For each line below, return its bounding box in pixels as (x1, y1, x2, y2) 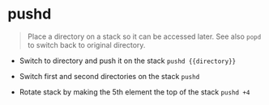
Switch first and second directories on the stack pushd (19, 71, 200, 81)
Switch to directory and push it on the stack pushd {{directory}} (19, 56, 237, 65)
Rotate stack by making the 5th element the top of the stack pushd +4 (19, 86, 250, 97)
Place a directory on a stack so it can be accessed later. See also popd (27, 31, 262, 41)
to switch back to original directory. (27, 40, 146, 49)
